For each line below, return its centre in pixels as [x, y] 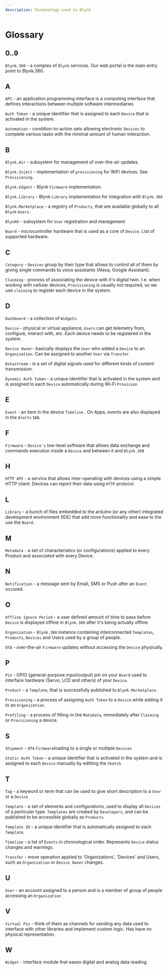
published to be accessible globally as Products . [55, 817]
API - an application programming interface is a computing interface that [80, 99]
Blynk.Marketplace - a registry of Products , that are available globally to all [82, 206]
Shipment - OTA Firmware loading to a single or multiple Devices [69, 748]
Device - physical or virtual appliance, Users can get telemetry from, [75, 328]
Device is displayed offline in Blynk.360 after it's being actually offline [77, 622]
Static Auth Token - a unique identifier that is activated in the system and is [84, 758]
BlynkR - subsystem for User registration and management [65, 221]
